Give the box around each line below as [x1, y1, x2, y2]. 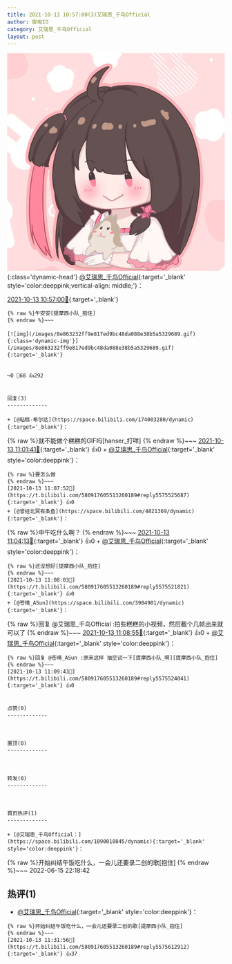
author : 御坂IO [7, 18, 49, 26]
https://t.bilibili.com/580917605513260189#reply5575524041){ [7, 675, 190, 683]
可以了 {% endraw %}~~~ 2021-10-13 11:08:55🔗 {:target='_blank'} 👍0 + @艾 [7, 629, 224, 637]
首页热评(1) [7, 810, 38, 817]
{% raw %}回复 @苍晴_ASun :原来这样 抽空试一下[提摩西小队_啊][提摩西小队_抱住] [7, 654, 219, 662]
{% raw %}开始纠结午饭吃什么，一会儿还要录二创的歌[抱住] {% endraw [7, 858, 209, 867]
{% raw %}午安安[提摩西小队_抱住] [7, 310, 96, 317]
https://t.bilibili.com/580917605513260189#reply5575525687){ [7, 492, 190, 499]
